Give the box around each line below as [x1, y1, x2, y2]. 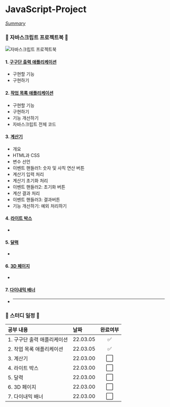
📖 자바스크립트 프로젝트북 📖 [5, 34, 68, 41]
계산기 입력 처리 [12, 171, 44, 177]
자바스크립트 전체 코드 [12, 121, 57, 127]
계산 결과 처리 [12, 190, 40, 196]
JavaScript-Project [5, 4, 87, 15]
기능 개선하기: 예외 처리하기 [12, 202, 67, 209]
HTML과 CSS [12, 152, 40, 158]
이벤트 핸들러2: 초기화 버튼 [12, 184, 66, 190]
